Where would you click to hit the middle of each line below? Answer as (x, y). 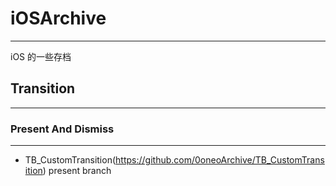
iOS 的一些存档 (41, 56)
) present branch (77, 171)
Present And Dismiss (62, 129)
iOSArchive (58, 18)
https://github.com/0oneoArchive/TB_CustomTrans (220, 160)
